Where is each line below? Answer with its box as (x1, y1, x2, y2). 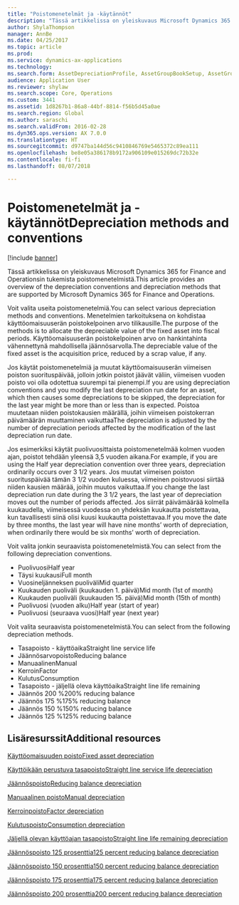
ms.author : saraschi (7, 116, 69, 123)
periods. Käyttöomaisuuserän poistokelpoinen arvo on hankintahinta (7, 334, 208, 342)
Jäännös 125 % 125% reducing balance (17, 711, 132, 720)
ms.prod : (7, 51, 33, 58)
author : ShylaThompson (7, 23, 75, 31)
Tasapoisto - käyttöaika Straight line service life (17, 644, 156, 652)
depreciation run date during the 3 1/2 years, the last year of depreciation (7, 490, 222, 498)
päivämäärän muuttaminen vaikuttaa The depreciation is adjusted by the (7, 416, 217, 424)
